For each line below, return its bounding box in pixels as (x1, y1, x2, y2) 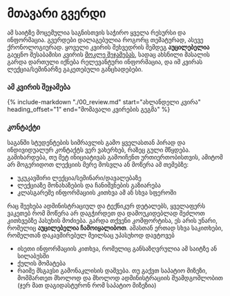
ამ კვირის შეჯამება (7, 82, 70, 92)
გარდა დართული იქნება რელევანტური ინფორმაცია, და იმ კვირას (7, 57, 203, 66)
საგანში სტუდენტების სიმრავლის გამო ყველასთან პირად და (7, 138, 186, 146)
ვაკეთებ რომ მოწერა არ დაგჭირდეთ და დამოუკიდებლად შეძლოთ (7, 209, 205, 217)
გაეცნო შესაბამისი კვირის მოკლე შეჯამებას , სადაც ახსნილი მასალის (7, 50, 210, 59)
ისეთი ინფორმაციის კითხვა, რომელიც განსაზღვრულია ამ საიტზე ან (17, 244, 218, 253)
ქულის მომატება (17, 259, 66, 267)
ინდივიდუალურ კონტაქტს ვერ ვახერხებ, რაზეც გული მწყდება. (7, 146, 191, 154)
